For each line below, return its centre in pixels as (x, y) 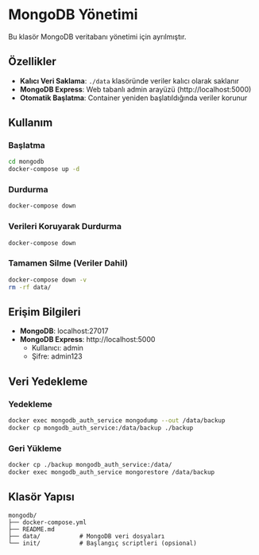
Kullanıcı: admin (57, 348)
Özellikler (33, 62)
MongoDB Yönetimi (73, 15)
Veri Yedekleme (48, 381)
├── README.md (32, 529)
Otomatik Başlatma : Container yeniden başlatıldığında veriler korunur (133, 98)
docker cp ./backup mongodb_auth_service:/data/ (90, 465)
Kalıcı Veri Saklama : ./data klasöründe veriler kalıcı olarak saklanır (129, 80)
